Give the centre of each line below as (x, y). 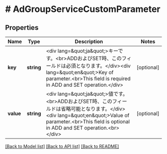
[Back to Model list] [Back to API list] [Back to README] (62, 146)
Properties (22, 28)
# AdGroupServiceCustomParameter (83, 9)
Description (89, 42)
